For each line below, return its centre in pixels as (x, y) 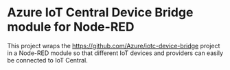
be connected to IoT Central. (47, 60)
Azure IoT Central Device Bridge (100, 13)
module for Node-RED (71, 27)
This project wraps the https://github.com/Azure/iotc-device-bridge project (114, 46)
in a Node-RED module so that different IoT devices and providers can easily (115, 53)
